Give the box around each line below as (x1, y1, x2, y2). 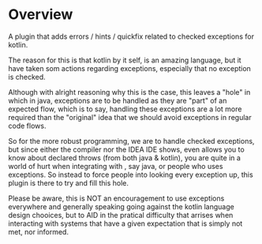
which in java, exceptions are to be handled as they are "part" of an (8, 96, 227, 105)
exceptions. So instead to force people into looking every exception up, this (8, 170, 254, 179)
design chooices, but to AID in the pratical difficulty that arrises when (8, 210, 234, 220)
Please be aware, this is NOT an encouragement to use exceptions (8, 193, 225, 203)
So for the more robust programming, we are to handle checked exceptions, (8, 136, 255, 145)
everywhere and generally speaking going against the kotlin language (8, 201, 234, 211)
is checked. (8, 72, 46, 81)
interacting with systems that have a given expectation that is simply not (8, 219, 243, 228)
